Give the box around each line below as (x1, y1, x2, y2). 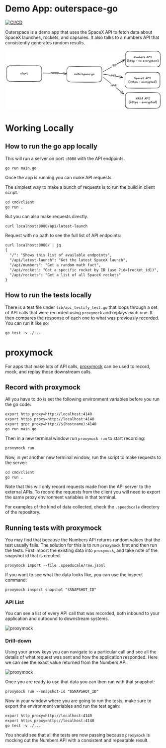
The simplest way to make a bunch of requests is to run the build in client (5, 184, 155, 190)
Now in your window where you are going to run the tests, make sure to (5, 698, 152, 704)
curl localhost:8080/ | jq (5, 243, 61, 248)
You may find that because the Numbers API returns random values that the (5, 537, 161, 543)
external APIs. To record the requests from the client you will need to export (5, 489, 161, 495)
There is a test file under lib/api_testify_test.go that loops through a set (5, 304, 158, 310)
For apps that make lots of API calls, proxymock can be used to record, (5, 363, 151, 369)
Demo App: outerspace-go (5, 3, 118, 14)
